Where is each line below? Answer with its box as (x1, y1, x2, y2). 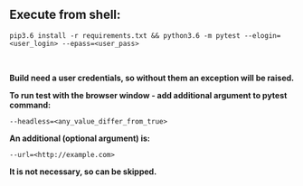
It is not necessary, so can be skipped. (9, 166, 157, 177)
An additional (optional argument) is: (9, 133, 151, 144)
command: (9, 99, 52, 110)
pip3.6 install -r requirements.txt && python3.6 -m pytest (9, 31, 241, 40)
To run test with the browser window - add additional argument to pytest (9, 89, 288, 100)
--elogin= (243, 31, 281, 40)
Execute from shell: (9, 7, 121, 23)
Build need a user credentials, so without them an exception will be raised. (9, 72, 295, 83)
